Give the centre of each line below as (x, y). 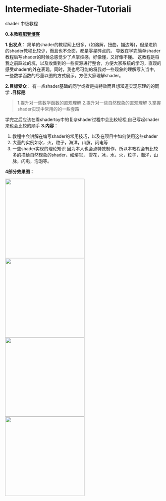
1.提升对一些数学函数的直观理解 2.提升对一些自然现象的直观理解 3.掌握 (89, 103)
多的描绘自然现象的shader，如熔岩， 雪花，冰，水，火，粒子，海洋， (83, 155)
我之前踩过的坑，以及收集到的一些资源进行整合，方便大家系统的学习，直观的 (83, 63)
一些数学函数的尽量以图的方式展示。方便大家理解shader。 (64, 75)
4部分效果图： (20, 171)
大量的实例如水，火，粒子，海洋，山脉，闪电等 (60, 142)
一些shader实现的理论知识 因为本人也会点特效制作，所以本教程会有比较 (85, 148)
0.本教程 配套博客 (23, 34)
